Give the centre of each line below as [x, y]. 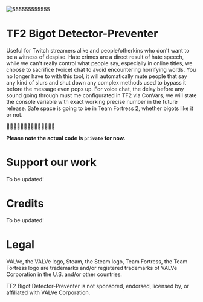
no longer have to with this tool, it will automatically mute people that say [97, 76]
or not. [14, 114]
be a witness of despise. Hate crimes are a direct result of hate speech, [95, 57]
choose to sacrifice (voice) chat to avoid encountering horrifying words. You [101, 69]
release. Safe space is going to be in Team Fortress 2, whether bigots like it [100, 108]
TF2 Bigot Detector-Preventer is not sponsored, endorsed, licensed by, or [98, 286]
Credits [25, 204]
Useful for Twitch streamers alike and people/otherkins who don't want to [98, 50]
